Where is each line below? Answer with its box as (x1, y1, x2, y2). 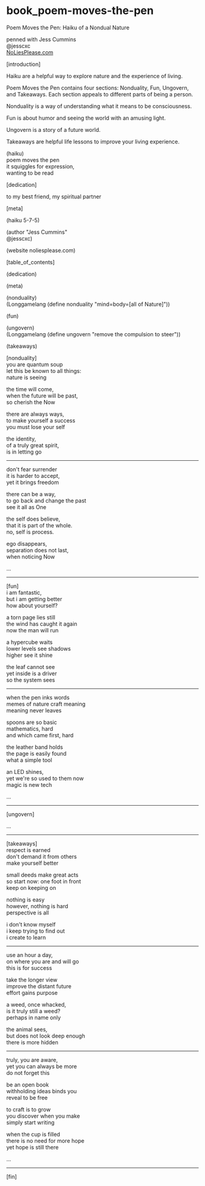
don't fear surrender (6, 465, 57, 473)
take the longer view (6, 976, 58, 983)
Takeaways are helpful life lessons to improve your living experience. (6, 138, 180, 145)
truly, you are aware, (6, 1056, 58, 1063)
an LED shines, (6, 768, 44, 775)
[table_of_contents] (6, 258, 55, 266)
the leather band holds (6, 743, 63, 751)
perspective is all (6, 909, 49, 916)
